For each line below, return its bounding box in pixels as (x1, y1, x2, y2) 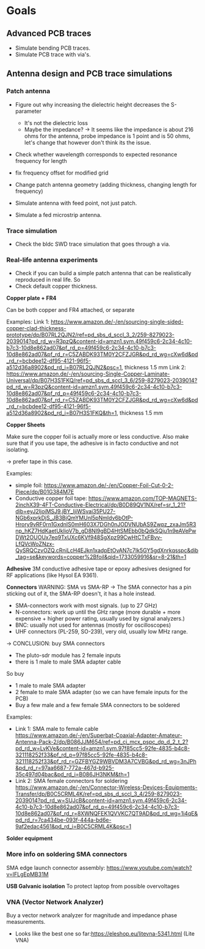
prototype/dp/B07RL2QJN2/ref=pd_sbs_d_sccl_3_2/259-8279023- (6, 331, 175, 339)
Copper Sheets (6, 421, 46, 429)
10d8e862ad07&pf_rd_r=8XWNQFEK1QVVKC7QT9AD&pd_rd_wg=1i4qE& (15, 810, 198, 817)
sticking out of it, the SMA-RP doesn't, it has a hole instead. (6, 590, 156, 597)
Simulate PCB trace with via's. (15, 51, 91, 58)
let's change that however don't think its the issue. (24, 138, 151, 146)
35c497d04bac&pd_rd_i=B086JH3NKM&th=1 (15, 771, 130, 778)
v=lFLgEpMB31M (6, 871, 49, 878)
